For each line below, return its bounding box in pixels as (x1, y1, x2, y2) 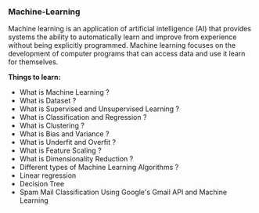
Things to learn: (8, 73, 61, 82)
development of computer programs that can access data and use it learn (8, 49, 246, 59)
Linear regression (19, 171, 77, 180)
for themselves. (8, 57, 59, 67)
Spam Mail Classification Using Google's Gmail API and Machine (19, 187, 228, 197)
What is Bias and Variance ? (19, 129, 110, 139)
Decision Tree (19, 179, 65, 189)
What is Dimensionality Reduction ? (19, 154, 134, 164)
